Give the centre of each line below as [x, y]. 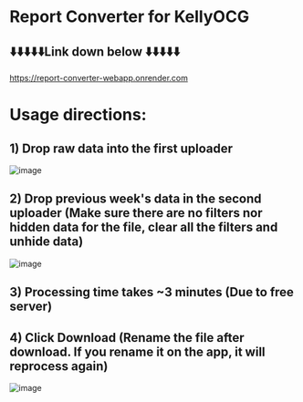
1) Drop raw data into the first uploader [121, 148]
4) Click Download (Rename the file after [127, 338]
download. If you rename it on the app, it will [138, 351]
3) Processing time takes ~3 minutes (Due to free [152, 292]
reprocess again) [59, 366]
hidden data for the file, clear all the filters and [144, 227]
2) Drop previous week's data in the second [136, 199]
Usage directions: [78, 115]
